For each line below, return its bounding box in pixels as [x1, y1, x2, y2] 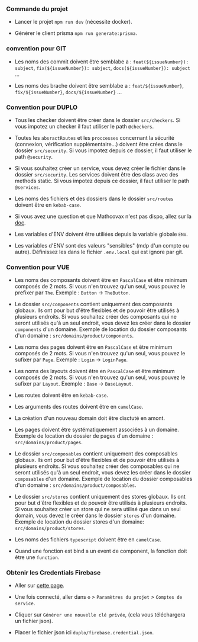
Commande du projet [6, 5, 68, 13]
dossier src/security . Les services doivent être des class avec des [14, 171, 178, 178]
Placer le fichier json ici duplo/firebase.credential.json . [14, 629, 154, 636]
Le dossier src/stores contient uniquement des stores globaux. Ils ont [14, 493, 186, 500]
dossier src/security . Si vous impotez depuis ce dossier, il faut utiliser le [14, 147, 192, 154]
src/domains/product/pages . [14, 439, 83, 446]
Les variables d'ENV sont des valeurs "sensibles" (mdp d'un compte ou [14, 242, 189, 249]
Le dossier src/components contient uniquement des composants [14, 301, 173, 308]
